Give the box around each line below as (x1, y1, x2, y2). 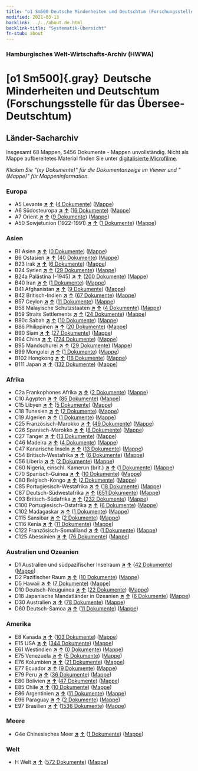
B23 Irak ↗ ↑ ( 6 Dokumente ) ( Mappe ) (14, 260, 107, 267)
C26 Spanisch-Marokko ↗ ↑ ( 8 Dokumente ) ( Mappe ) (14, 426, 144, 433)
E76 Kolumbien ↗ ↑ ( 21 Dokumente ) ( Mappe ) (14, 658, 125, 665)
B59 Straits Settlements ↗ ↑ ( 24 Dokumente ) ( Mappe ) (14, 311, 147, 318)
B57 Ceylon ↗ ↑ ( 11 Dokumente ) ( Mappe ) (14, 298, 115, 305)
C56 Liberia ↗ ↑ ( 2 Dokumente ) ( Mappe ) (14, 458, 115, 465)
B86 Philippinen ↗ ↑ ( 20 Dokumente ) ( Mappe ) (14, 323, 128, 330)
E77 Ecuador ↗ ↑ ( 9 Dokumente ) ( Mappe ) (14, 665, 117, 672)
